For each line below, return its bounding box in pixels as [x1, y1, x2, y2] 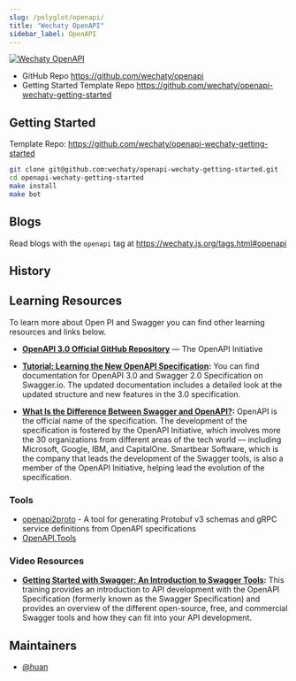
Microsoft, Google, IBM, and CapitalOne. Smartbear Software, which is [21, 443, 279, 454]
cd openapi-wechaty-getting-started [9, 173, 144, 182]
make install [9, 181, 57, 190]
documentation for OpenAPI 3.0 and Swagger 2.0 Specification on [21, 370, 263, 380]
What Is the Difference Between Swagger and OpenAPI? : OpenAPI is [21, 406, 278, 417]
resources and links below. [9, 326, 107, 337]
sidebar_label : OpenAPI [9, 29, 97, 38]
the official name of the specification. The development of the [21, 415, 247, 425]
